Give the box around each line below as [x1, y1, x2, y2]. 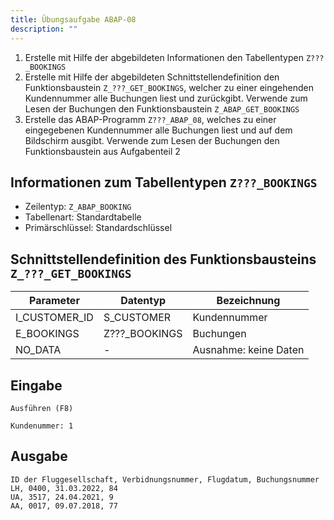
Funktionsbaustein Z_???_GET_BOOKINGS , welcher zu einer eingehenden [24, 81, 314, 93]
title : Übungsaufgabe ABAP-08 [10, 14, 137, 25]
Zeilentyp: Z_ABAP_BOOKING [24, 201, 132, 213]
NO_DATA [15, 343, 62, 357]
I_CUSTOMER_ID [15, 311, 94, 325]
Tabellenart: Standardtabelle [24, 211, 142, 223]
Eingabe [10, 377, 63, 394]
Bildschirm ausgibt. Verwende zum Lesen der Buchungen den [24, 134, 280, 146]
